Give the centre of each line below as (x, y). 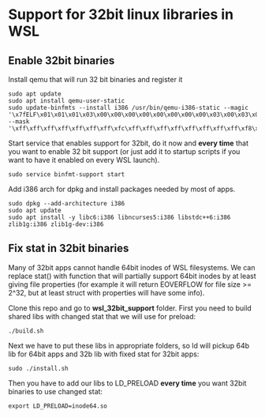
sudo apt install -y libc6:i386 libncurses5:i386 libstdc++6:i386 (119, 217)
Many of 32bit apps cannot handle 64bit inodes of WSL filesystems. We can (132, 267)
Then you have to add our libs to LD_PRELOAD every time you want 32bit (127, 383)
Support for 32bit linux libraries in (121, 15)
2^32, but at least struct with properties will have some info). (106, 292)
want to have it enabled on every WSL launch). (84, 160)
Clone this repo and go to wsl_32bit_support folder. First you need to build (130, 308)
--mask (19, 122)
